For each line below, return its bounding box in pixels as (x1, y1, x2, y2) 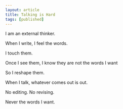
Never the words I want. (5, 99, 55, 105)
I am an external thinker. (5, 31, 56, 37)
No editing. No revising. (5, 89, 55, 95)
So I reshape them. (5, 70, 45, 76)
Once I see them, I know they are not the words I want (5, 60, 118, 66)
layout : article (5, 7, 39, 13)
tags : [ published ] (5, 17, 44, 22)
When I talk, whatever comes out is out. (5, 79, 88, 86)
